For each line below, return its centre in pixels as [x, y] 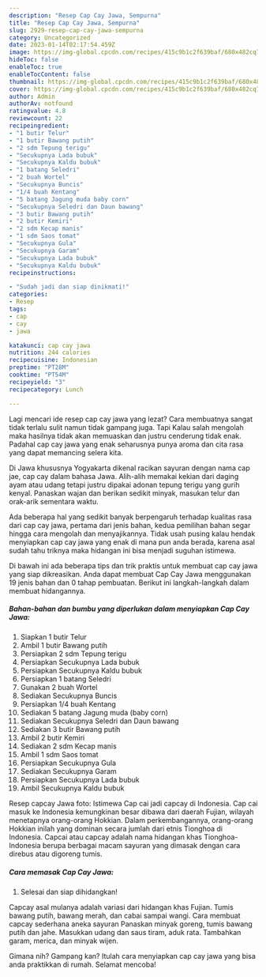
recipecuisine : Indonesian [53, 360]
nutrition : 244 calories [50, 353]
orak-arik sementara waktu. [54, 501]
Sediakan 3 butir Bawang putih [70, 730]
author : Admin [32, 96]
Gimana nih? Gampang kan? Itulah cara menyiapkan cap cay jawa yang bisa [132, 956]
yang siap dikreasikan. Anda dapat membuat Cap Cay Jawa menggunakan [130, 574]
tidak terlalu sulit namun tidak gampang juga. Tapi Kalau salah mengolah [126, 427]
